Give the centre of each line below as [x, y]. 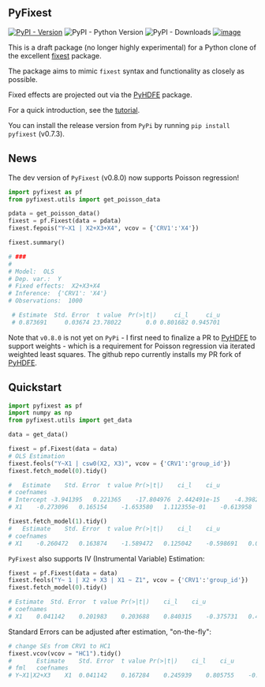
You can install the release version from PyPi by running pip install [119, 125]
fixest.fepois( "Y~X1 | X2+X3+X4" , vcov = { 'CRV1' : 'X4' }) [104, 228]
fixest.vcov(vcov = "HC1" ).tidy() [65, 653]
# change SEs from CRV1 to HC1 [60, 646]
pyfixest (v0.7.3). [37, 133]
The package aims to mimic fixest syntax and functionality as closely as [126, 71]
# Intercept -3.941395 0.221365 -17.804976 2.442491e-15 [114, 500]
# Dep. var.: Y [35, 279]
